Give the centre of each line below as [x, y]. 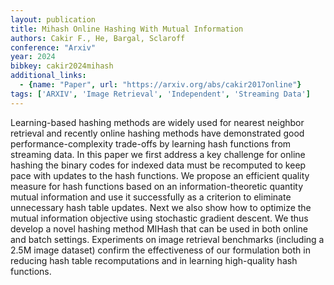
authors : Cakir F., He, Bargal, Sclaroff [98, 38]
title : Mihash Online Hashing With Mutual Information [127, 29]
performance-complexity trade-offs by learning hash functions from [151, 143]
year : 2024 [33, 57]
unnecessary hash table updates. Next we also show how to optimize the [161, 207]
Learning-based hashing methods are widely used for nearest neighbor [157, 122]
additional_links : [48, 76]
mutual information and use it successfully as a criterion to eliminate [151, 197]
